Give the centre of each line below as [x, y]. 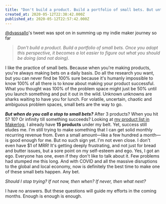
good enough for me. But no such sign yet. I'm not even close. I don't [80, 140]
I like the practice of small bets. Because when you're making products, [78, 68]
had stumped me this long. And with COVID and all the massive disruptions [81, 162]
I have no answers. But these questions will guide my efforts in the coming [81, 191]
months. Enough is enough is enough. [44, 196]
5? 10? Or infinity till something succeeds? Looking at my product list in [77, 120]
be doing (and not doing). [43, 58]
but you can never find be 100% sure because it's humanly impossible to [79, 78]
